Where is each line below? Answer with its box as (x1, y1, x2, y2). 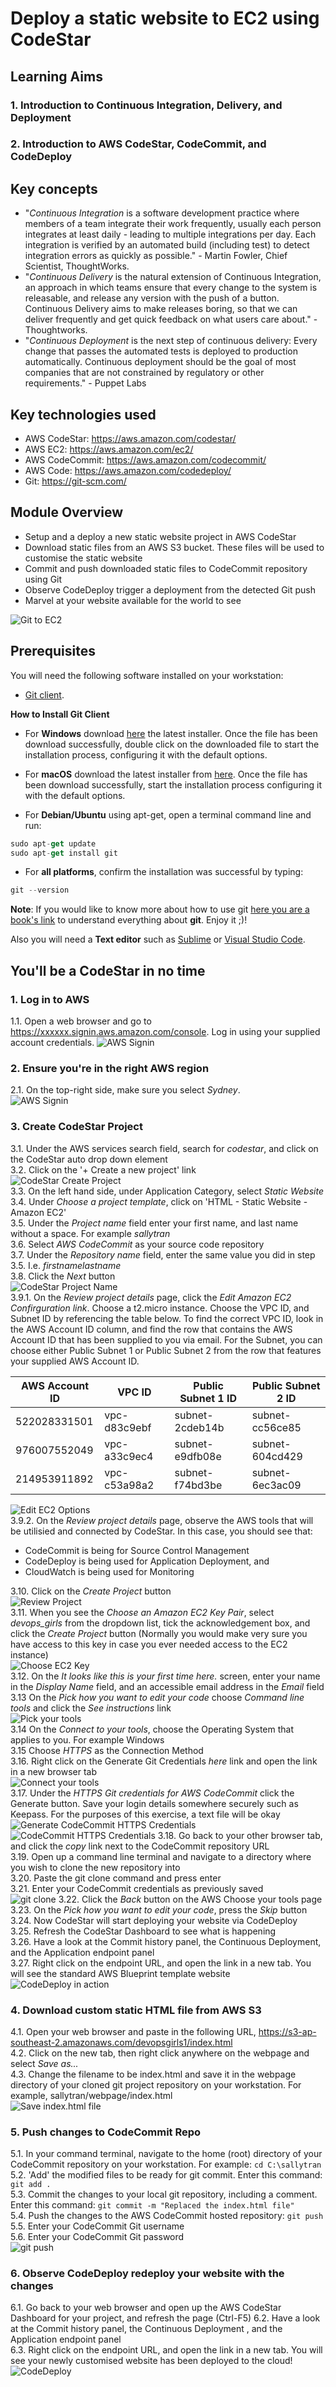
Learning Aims (10, 68, 103, 85)
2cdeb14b (174, 1420, 225, 1434)
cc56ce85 (251, 1420, 302, 1434)
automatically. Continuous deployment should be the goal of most (24, 356, 297, 368)
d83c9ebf (104, 1420, 152, 1434)
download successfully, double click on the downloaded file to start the (24, 738, 320, 750)
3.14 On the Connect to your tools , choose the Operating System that (10, 1723, 294, 1735)
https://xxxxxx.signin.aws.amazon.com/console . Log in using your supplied (10, 1025, 321, 1037)
